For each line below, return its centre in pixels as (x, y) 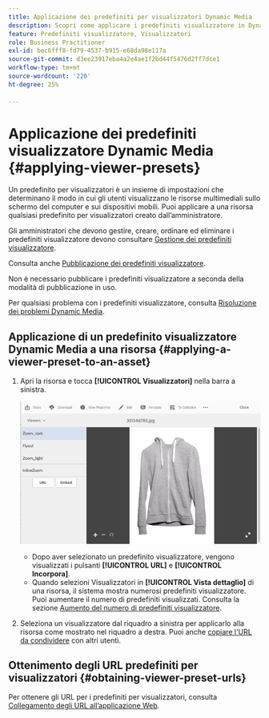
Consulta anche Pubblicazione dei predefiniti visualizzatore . (107, 264)
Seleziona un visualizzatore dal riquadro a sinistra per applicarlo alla (132, 623)
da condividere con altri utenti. (70, 640)
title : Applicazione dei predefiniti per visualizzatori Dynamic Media (130, 17)
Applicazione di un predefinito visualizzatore (123, 337)
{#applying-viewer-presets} (104, 167)
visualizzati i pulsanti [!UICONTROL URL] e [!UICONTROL (126, 565)
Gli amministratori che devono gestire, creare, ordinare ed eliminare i (121, 231)
